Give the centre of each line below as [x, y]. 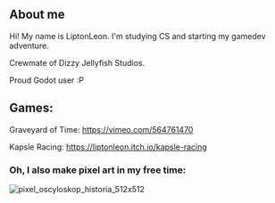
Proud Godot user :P [47, 80]
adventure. [29, 45]
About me [37, 15]
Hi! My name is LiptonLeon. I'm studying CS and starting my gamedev [137, 36]
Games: [31, 108]
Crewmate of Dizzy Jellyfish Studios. [77, 62]
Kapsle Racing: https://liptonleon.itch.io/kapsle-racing [108, 147]
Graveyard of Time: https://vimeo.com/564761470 [101, 129]
